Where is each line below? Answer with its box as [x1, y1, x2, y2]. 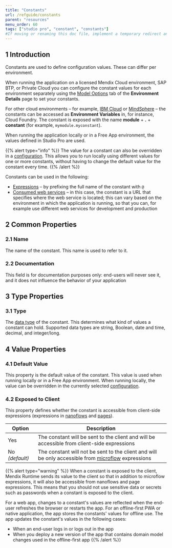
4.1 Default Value [5, 360, 48, 367]
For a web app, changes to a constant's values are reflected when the [5, 500, 153, 506]
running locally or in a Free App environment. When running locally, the [5, 378, 155, 384]
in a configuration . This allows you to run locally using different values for [5, 152, 160, 159]
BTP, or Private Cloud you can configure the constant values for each [5, 85, 152, 91]
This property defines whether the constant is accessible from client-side [5, 407, 160, 414]
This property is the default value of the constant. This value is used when [5, 372, 162, 378]
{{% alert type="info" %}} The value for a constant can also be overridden [5, 147, 162, 153]
